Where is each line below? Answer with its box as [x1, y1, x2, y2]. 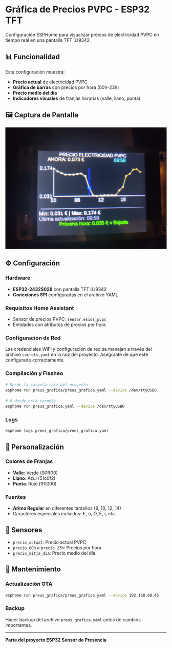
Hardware [5, 274, 31, 281]
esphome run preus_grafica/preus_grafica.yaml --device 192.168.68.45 [5, 592, 159, 598]
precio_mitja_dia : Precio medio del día [12, 550, 96, 556]
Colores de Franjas [5, 458, 53, 465]
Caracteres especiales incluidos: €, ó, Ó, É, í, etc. [12, 511, 116, 517]
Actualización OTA [5, 580, 53, 587]
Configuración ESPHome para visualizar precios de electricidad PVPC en [5, 31, 160, 38]
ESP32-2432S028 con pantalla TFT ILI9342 [12, 286, 107, 292]
